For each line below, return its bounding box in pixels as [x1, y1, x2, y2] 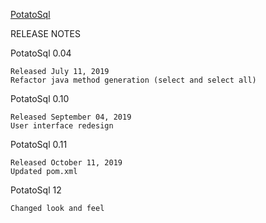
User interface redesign [10, 121, 114, 131]
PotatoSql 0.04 [10, 47, 72, 59]
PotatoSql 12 [10, 184, 62, 196]
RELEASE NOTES [10, 28, 82, 39]
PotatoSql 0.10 [10, 93, 70, 104]
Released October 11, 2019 [10, 158, 123, 168]
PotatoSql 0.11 [10, 139, 68, 150]
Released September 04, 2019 [10, 112, 132, 122]
